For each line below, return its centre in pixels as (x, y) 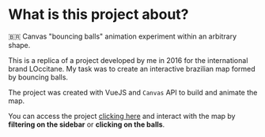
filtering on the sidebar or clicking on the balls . (87, 124)
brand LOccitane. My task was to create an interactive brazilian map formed (132, 68)
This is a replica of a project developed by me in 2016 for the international (128, 60)
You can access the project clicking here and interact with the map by (122, 116)
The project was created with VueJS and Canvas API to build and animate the (133, 92)
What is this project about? (98, 15)
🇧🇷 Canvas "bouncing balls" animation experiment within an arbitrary (123, 36)
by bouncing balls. (38, 77)
